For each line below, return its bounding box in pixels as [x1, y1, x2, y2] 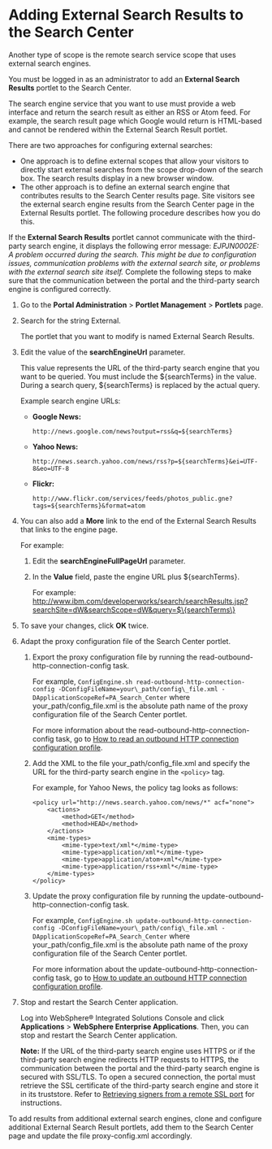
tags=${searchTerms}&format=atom [32, 502, 146, 510]
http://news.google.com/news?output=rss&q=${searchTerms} [32, 427, 233, 436]
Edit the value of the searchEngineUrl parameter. [19, 347, 186, 357]
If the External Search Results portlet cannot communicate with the [8, 232, 235, 242]
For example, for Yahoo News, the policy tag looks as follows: [32, 782, 239, 792]
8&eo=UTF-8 [32, 464, 70, 472]
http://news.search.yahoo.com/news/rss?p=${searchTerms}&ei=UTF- [32, 457, 258, 465]
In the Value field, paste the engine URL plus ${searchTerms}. [32, 572, 240, 581]
